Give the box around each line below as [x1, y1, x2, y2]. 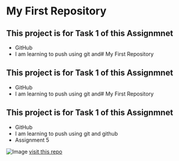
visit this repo [29, 148, 62, 155]
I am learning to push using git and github [14, 130, 118, 137]
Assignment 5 [14, 136, 50, 144]
